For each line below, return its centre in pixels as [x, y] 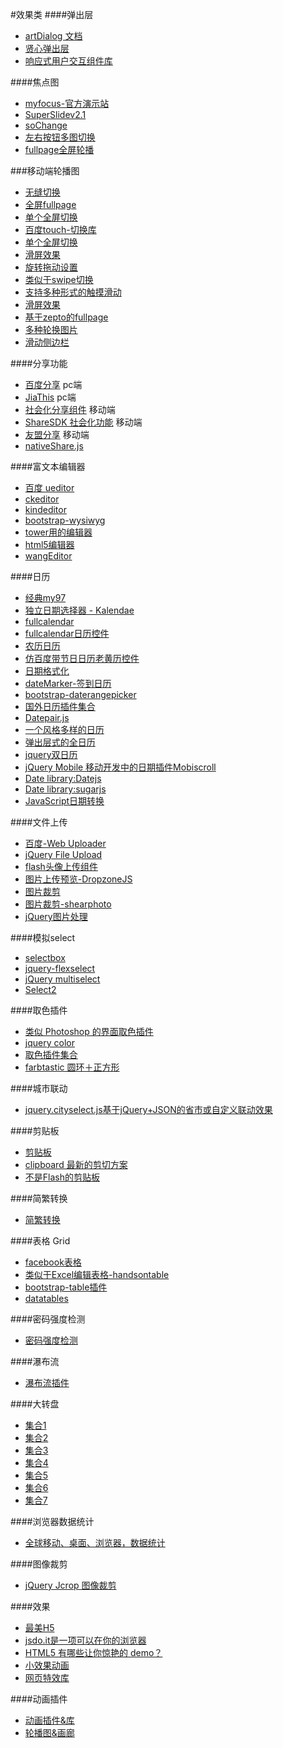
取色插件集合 [51, 1054]
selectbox [45, 957]
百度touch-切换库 [60, 229]
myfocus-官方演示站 [67, 103]
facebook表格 [53, 1262]
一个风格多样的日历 [64, 729]
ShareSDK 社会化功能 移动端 [83, 422]
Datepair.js [47, 717]
